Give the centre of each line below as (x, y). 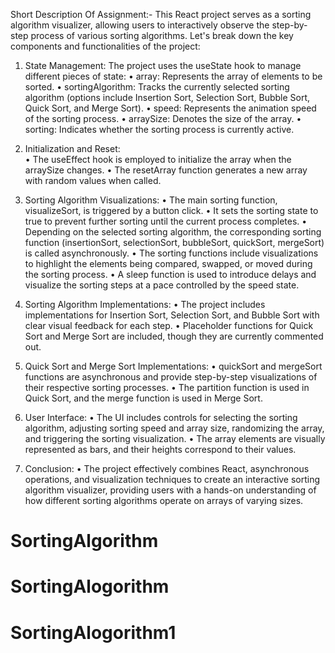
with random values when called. (93, 180)
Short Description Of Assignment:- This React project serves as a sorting (161, 14)
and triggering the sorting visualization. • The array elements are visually (175, 438)
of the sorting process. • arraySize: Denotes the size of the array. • (163, 118)
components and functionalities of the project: (105, 46)
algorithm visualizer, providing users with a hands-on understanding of (170, 490)
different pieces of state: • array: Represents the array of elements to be (173, 76)
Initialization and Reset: (72, 148)
